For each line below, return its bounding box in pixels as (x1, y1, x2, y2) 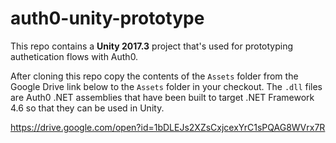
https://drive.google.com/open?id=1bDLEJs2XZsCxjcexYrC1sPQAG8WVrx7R (10, 121, 326, 133)
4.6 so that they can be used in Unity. (10, 102, 165, 114)
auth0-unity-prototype (10, 7, 205, 30)
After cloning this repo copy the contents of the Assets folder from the (10, 70, 299, 82)
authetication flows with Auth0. (10, 50, 139, 62)
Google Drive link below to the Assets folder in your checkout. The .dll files (10, 80, 323, 92)
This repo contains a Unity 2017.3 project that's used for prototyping (10, 40, 294, 52)
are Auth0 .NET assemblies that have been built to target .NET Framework (10, 91, 315, 103)
